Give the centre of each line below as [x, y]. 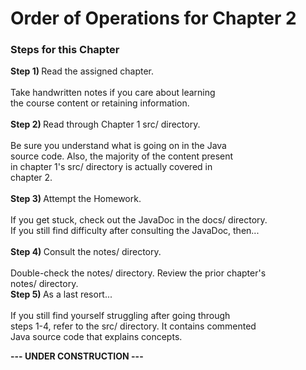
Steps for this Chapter [65, 50]
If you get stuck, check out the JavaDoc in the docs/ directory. [139, 220]
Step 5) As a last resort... [61, 294]
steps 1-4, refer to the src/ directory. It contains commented [133, 326]
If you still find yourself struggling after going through [120, 316]
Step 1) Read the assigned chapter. [82, 71]
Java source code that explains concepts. [96, 337]
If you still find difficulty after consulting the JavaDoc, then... [135, 231]
